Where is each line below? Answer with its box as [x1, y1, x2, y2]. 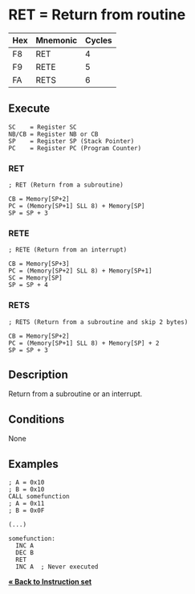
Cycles [84, 35, 112, 46]
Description [8, 368, 68, 382]
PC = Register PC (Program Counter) [8, 144, 142, 152]
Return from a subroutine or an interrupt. [8, 389, 143, 399]
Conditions [8, 412, 65, 426]
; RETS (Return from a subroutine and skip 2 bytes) [8, 317, 189, 326]
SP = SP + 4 [8, 281, 48, 289]
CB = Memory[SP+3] [8, 260, 70, 268]
